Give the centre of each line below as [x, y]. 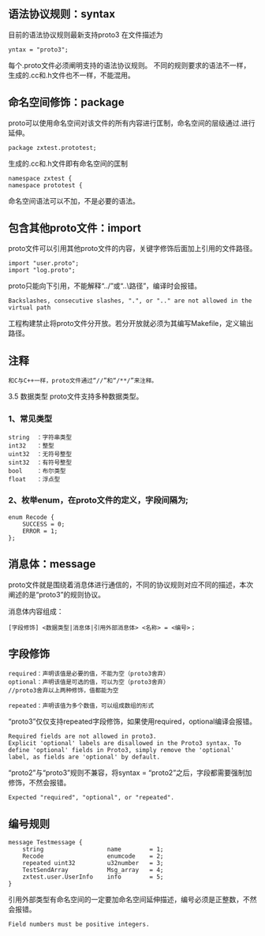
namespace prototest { [45, 185]
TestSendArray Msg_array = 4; [93, 870]
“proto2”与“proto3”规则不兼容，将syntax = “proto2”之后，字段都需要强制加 [130, 773]
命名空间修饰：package [66, 102]
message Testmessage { [45, 843]
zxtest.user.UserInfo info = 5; [93, 877]
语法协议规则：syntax [62, 14]
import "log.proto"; [42, 271]
